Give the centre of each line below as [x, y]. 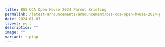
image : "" [15, 32]
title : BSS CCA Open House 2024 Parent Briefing [56, 10]
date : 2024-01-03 [23, 19]
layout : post [18, 23]
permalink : [16, 14]
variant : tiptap [22, 37]
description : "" [22, 28]
